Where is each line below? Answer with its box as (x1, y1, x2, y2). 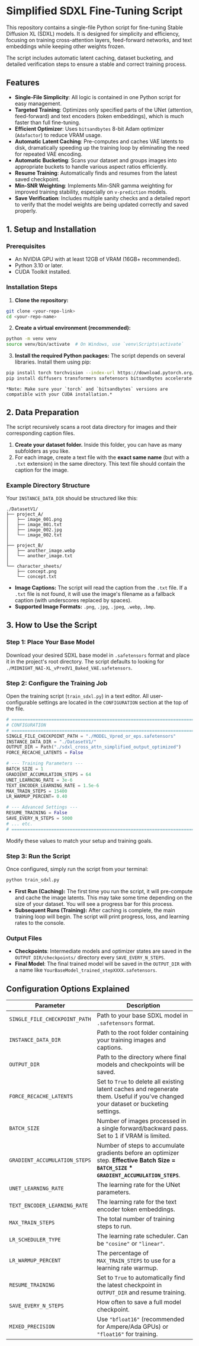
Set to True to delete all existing (97, 1077, 184, 1085)
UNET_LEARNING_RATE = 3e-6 (6, 777, 73, 783)
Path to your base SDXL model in (97, 1011, 188, 1019)
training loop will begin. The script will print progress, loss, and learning (14, 913, 190, 920)
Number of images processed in (97, 1117, 187, 1125)
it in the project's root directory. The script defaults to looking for (6, 658, 165, 665)
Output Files (6, 934, 43, 942)
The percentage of (97, 1249, 149, 1257)
